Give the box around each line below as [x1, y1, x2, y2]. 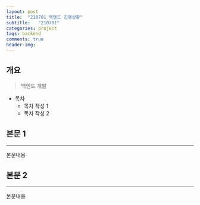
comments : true [6, 36, 44, 42]
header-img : [6, 42, 36, 48]
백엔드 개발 [20, 82, 47, 89]
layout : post [6, 8, 39, 15]
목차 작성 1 [23, 102, 49, 109]
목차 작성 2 [23, 109, 49, 116]
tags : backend [6, 31, 42, 37]
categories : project [6, 25, 58, 31]
